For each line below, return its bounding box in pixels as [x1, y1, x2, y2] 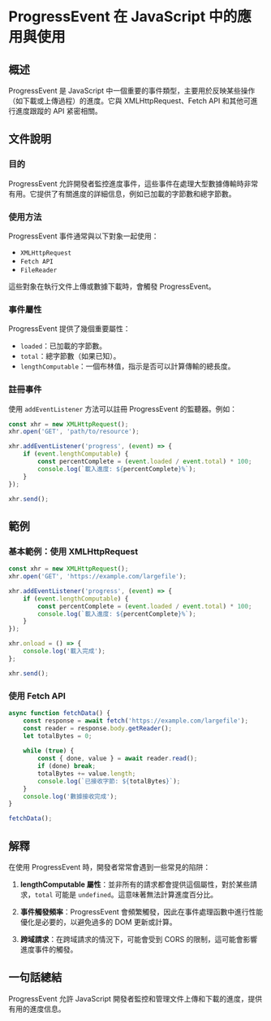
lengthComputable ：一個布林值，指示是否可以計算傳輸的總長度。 [19, 361, 235, 371]
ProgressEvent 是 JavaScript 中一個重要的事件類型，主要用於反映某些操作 [8, 86, 256, 95]
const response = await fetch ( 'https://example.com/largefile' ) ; [23, 717, 249, 725]
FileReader [19, 266, 58, 274]
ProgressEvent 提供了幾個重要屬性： [8, 324, 131, 334]
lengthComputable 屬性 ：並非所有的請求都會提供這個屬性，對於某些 [19, 879, 251, 889]
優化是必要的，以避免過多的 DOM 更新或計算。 [19, 917, 177, 927]
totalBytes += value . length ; [37, 770, 136, 778]
